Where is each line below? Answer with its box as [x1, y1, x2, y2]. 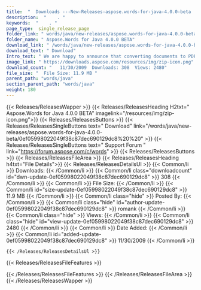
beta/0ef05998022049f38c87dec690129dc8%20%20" [6, 135, 144, 142]
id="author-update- [116, 198, 165, 206]
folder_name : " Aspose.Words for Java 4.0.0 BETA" [6, 37, 135, 43]
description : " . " [6, 14, 66, 20]
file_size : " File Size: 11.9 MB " [6, 70, 98, 76]
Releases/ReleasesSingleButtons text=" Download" [6, 122, 133, 129]
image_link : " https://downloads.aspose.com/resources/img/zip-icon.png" [6, 59, 194, 65]
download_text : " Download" [6, 48, 77, 54]
